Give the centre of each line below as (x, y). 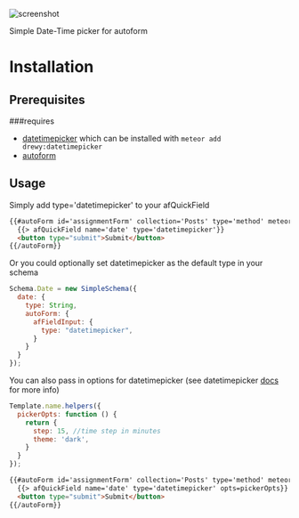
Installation (52, 67)
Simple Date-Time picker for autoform (79, 31)
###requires (32, 121)
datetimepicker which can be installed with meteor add (121, 138)
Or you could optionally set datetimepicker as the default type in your (136, 263)
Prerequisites (47, 99)
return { (41, 423)
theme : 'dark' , (61, 439)
